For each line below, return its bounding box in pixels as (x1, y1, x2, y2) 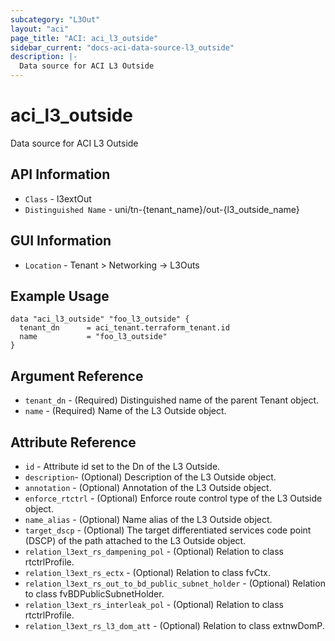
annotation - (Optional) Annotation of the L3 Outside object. (24, 482, 272, 493)
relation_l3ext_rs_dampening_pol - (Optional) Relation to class (24, 546, 284, 557)
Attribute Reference (10, 434, 137, 451)
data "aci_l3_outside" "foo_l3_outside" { (10, 314, 190, 325)
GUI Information (10, 232, 112, 250)
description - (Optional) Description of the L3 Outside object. (24, 471, 277, 483)
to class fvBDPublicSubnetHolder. (24, 588, 165, 600)
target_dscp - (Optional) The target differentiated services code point (24, 524, 312, 536)
